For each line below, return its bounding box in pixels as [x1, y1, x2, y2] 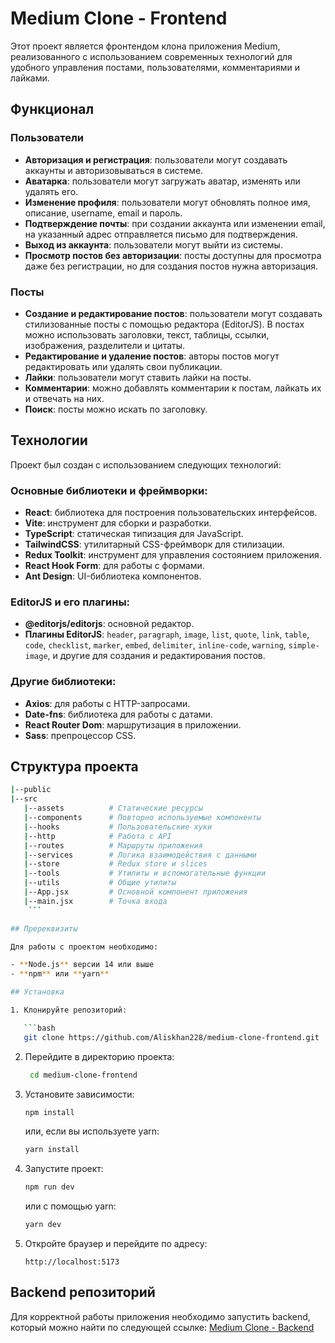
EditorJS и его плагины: [10, 595, 131, 609]
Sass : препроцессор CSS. [24, 729, 137, 741]
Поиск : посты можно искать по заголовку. [24, 403, 208, 415]
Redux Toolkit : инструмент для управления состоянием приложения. [24, 549, 322, 561]
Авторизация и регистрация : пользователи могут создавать [24, 153, 288, 166]
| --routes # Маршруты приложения [23, 840, 203, 851]
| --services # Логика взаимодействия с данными [23, 850, 257, 860]
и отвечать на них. [24, 392, 105, 404]
